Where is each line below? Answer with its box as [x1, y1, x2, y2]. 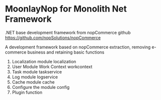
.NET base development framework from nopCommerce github [5, 29, 131, 35]
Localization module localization [12, 58, 76, 64]
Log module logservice [12, 74, 58, 80]
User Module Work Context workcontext [12, 64, 93, 70]
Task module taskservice [12, 69, 62, 74]
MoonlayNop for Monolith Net [5, 3, 127, 14]
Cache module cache [12, 79, 55, 85]
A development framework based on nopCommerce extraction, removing [5, 44, 151, 50]
